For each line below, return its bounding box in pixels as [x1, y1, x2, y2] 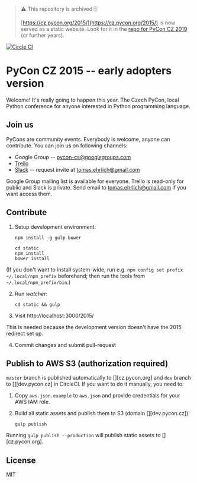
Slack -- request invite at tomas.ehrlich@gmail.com [14, 166, 140, 173]
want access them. [6, 190, 53, 197]
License [6, 455, 36, 465]
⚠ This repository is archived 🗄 [20, 5, 98, 12]
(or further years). [20, 32, 65, 39]
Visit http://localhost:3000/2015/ [14, 312, 94, 319]
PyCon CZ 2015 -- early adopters [6, 64, 172, 78]
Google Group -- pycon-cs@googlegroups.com [14, 153, 131, 160]
